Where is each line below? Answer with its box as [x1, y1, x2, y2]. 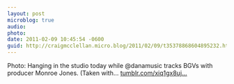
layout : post [7, 10, 45, 17]
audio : [7, 23, 26, 30]
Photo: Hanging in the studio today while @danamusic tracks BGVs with [7, 62, 213, 69]
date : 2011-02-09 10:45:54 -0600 [7, 36, 104, 43]
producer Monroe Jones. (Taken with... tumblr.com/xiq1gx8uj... [7, 69, 187, 77]
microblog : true [7, 17, 54, 24]
